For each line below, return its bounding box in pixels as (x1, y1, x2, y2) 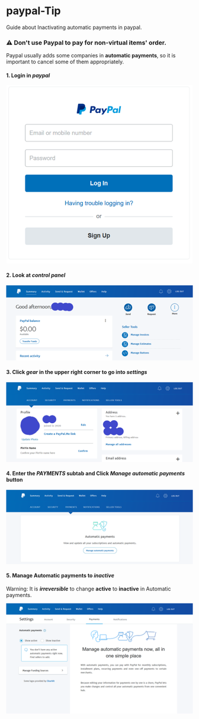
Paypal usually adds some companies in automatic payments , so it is (6, 52, 176, 59)
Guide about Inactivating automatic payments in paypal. (6, 24, 142, 31)
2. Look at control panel (6, 271, 66, 279)
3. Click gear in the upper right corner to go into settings (6, 369, 147, 376)
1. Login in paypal (6, 72, 50, 79)
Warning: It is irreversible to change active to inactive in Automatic (6, 585, 171, 592)
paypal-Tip (6, 4, 61, 18)
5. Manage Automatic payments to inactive (6, 572, 114, 579)
